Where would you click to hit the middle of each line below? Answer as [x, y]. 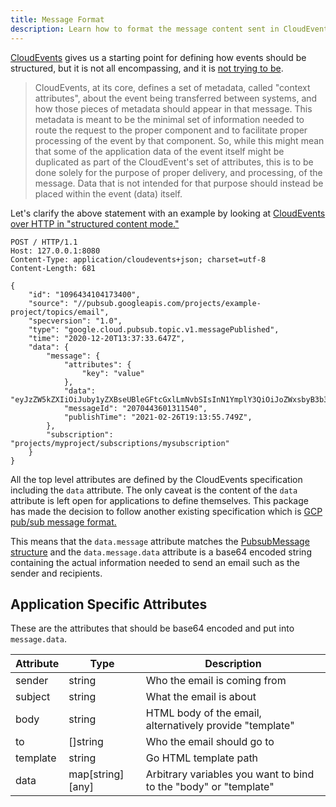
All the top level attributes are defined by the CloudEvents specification [156, 479]
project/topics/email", [60, 312]
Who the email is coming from [216, 681]
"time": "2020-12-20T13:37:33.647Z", [107, 338]
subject [33, 697]
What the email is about [201, 697]
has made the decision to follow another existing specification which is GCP [166, 511]
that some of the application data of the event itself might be [159, 151]
